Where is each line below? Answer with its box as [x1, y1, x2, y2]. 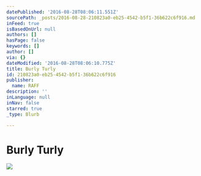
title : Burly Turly [6, 65, 56, 72]
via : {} [6, 54, 26, 61]
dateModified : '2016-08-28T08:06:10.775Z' [6, 60, 116, 66]
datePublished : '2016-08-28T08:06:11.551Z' [6, 9, 119, 15]
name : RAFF [12, 83, 40, 89]
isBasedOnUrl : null [6, 26, 56, 32]
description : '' [6, 89, 48, 95]
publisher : [6, 77, 34, 83]
